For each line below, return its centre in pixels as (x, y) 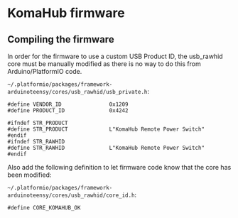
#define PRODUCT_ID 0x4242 (68, 111)
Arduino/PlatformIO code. (45, 71)
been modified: (29, 175)
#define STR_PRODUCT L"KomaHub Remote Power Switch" (106, 129)
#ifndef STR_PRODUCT (38, 123)
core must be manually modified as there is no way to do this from (104, 64)
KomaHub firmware (66, 13)
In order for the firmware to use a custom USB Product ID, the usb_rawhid (115, 56)
